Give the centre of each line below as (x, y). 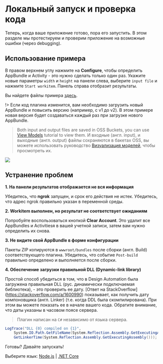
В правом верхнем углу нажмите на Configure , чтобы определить (74, 70)
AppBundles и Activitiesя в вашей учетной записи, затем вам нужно (75, 225)
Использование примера (45, 59)
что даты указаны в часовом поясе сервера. (51, 310)
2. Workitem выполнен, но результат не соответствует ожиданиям (76, 211)
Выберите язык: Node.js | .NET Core (42, 356)
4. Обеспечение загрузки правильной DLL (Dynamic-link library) (73, 269)
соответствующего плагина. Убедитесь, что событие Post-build (72, 255)
